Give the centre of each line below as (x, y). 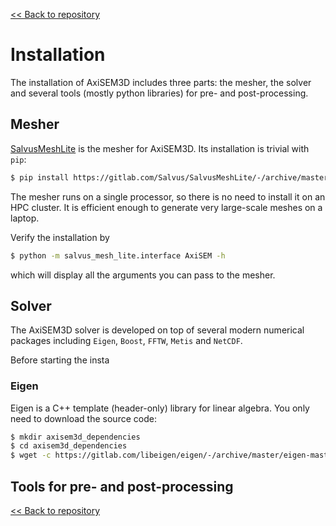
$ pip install (40, 177)
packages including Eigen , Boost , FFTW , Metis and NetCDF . (126, 341)
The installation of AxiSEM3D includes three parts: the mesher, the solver (161, 82)
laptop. (25, 218)
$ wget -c (31, 455)
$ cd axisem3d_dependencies (69, 446)
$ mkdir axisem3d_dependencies (75, 437)
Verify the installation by (60, 237)
